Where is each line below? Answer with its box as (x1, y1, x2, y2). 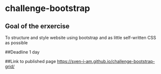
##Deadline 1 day (5, 49, 40, 55)
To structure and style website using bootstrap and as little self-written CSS (5, 35, 156, 40)
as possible (5, 40, 28, 46)
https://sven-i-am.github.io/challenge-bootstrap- (57, 59, 155, 64)
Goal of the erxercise (5, 22, 70, 30)
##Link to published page (5, 59, 56, 64)
